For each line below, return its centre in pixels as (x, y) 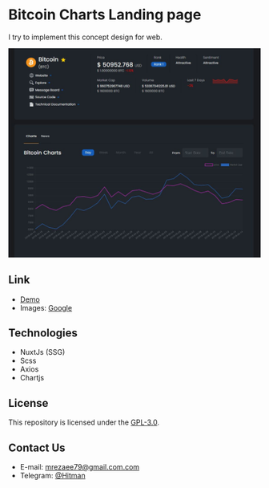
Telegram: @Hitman (52, 476)
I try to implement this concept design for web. (85, 37)
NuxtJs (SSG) (42, 352)
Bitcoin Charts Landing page (105, 15)
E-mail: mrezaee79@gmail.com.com (80, 467)
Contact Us (37, 447)
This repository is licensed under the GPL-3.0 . (84, 422)
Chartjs (32, 378)
